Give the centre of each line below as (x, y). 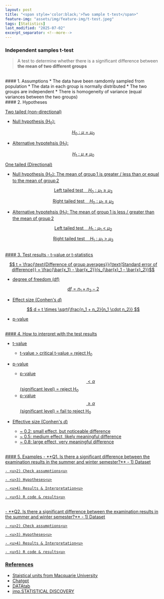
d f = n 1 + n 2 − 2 (83, 290)
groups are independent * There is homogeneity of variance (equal (74, 92)
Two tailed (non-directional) (33, 112)
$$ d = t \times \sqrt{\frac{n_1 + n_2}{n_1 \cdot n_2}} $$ (83, 309)
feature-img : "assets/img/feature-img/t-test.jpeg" (59, 19)
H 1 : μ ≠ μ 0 (83, 154)
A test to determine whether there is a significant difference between (88, 61)
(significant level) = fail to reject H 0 (55, 411)
